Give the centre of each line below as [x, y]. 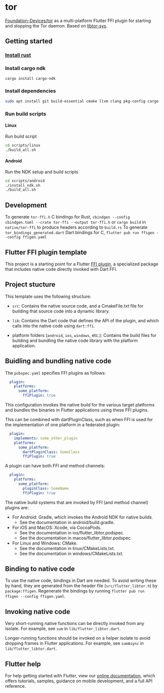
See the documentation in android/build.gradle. [67, 522]
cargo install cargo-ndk [30, 78]
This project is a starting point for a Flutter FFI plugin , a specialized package [82, 264]
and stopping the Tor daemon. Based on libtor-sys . [56, 25]
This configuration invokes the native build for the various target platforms [80, 405]
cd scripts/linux [23, 145]
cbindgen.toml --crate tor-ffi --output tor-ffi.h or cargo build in [75, 222]
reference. [15, 686]
